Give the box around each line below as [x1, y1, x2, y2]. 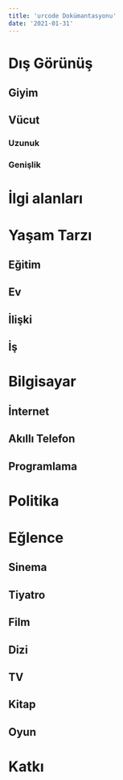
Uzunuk [8, 138, 40, 149]
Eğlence [8, 528, 64, 547]
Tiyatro [8, 588, 46, 602]
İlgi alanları [8, 189, 83, 207]
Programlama [8, 459, 78, 473]
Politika [8, 491, 59, 510]
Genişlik [8, 159, 42, 170]
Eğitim [8, 258, 42, 272]
